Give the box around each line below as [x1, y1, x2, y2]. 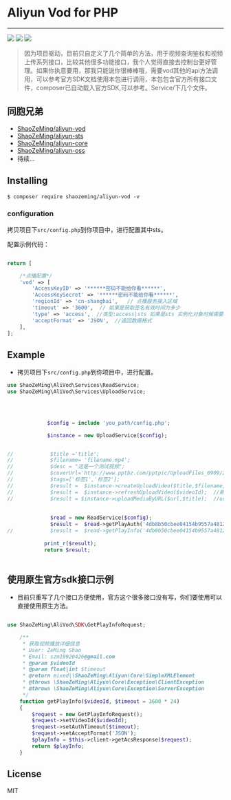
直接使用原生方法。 [16, 602, 72, 610]
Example [7, 349, 45, 361]
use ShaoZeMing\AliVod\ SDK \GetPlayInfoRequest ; [7, 622, 146, 629]
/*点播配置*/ [19, 272, 53, 280]
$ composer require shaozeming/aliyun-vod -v [7, 193, 140, 200]
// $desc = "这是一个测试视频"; [7, 463, 126, 470]
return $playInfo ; [32, 742, 85, 750]
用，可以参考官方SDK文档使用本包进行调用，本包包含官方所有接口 [23, 74, 212, 83]
